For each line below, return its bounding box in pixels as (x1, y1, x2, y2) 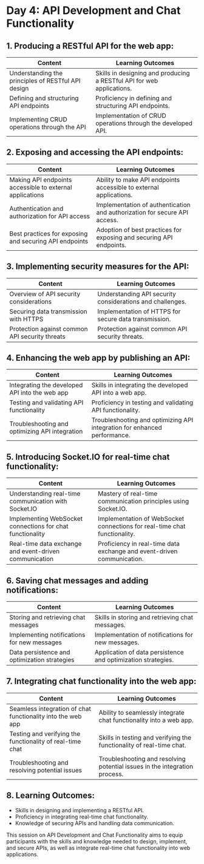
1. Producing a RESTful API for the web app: (6, 41, 174, 51)
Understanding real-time (9, 489, 81, 498)
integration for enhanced (91, 423, 162, 432)
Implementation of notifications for (94, 631, 193, 639)
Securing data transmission (9, 307, 88, 316)
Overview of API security (9, 290, 81, 298)
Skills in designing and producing (95, 69, 190, 77)
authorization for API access (9, 212, 90, 220)
